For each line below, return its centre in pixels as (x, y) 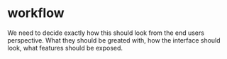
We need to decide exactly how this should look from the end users (106, 33)
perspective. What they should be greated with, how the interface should (114, 40)
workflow (36, 13)
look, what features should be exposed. (65, 48)
